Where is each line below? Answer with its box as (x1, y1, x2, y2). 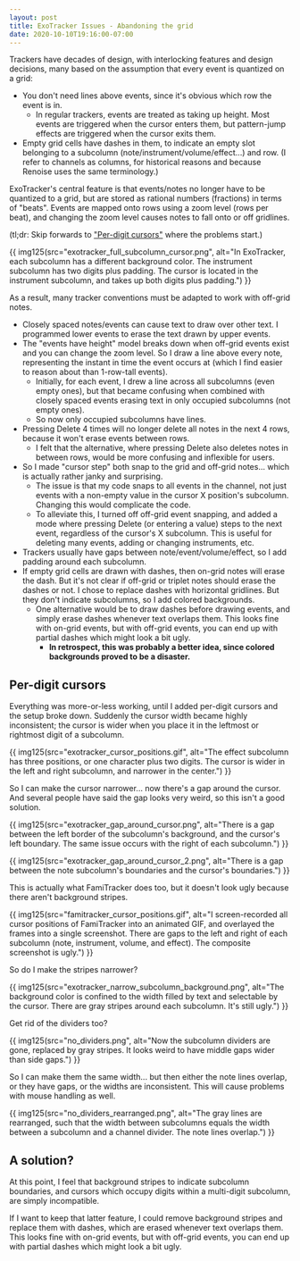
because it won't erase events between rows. (21, 433, 190, 444)
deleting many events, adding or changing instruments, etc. (35, 538, 254, 548)
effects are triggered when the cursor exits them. (35, 129, 217, 139)
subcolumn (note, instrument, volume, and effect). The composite (9, 938, 252, 948)
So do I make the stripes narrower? (9, 965, 138, 975)
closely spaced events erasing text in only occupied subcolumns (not (35, 395, 291, 406)
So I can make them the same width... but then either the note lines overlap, (9, 1072, 287, 1082)
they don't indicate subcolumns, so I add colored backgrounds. (21, 595, 255, 605)
